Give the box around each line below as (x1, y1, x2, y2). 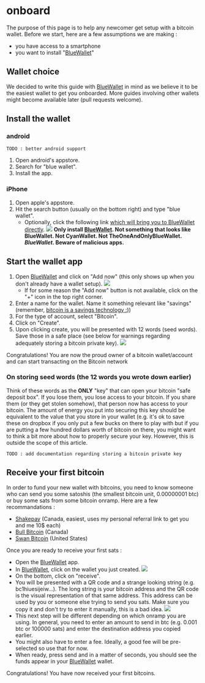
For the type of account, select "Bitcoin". (15, 312, 118, 320)
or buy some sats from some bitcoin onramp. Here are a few (6, 497, 158, 504)
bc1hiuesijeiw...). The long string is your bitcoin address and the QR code (15, 585, 199, 592)
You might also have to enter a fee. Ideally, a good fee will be (15, 638, 169, 645)
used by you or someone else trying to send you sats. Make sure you (15, 598, 190, 605)
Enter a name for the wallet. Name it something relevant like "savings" (15, 300, 192, 307)
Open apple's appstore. (15, 198, 75, 206)
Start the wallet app (6, 257, 83, 267)
